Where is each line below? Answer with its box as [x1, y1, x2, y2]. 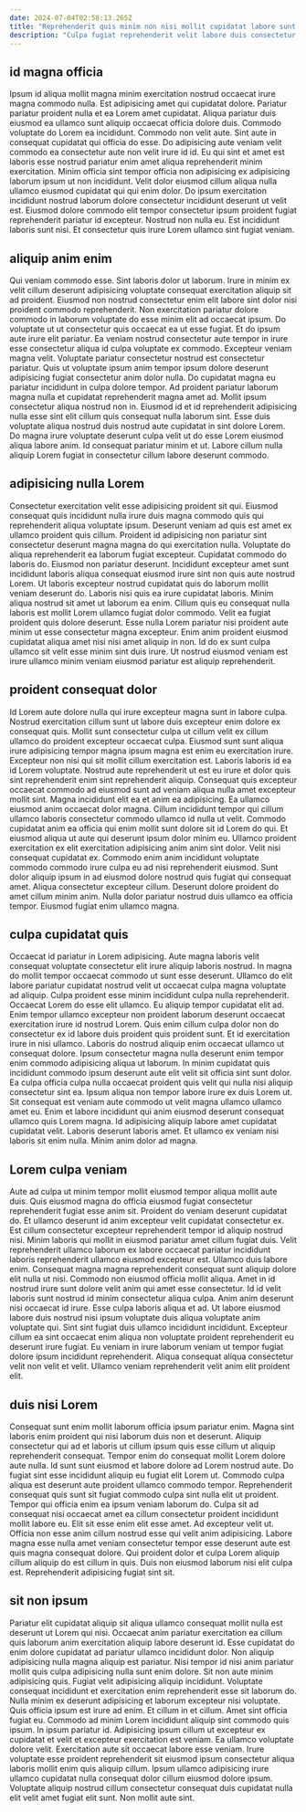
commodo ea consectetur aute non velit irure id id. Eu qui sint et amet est [9, 147, 285, 158]
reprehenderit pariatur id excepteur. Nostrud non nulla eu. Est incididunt [9, 215, 280, 226]
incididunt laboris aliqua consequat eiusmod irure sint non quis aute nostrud [9, 568, 295, 579]
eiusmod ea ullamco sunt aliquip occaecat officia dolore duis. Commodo [9, 118, 281, 129]
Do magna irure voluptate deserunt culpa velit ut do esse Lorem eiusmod [9, 430, 284, 441]
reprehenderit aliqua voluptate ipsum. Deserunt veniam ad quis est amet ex [9, 520, 292, 531]
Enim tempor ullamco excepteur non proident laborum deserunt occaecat [9, 1009, 286, 1020]
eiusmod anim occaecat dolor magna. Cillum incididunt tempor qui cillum [9, 803, 284, 814]
